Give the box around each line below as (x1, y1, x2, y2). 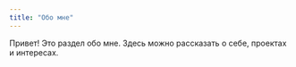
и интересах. (9, 46, 59, 58)
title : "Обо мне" (9, 13, 74, 22)
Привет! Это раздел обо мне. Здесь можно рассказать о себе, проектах (9, 38, 287, 48)
